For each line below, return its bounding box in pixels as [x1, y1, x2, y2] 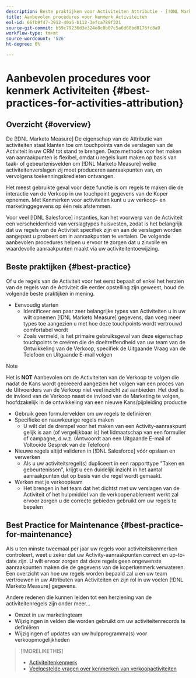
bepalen [23, 503, 43, 510]
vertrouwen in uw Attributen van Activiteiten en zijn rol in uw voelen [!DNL [6, 576, 184, 583]
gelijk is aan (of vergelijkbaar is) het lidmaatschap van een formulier [23, 429, 186, 436]
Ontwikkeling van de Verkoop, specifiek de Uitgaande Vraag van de [23, 345, 186, 352]
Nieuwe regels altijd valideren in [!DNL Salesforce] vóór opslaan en [14, 447, 176, 454]
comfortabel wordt [23, 326, 68, 333]
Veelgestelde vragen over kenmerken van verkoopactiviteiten [29, 665, 177, 672]
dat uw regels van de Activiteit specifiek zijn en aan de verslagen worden [6, 226, 182, 233]
